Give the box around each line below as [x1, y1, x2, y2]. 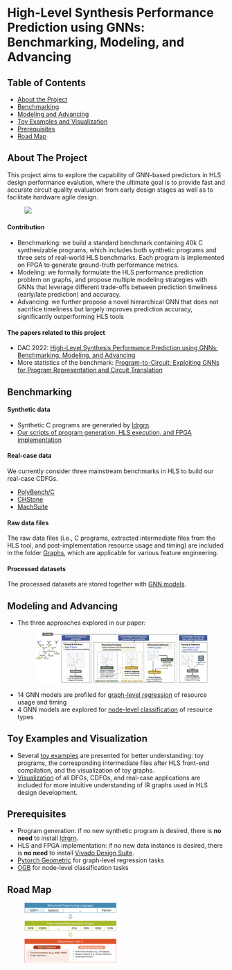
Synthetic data [7, 405, 51, 414]
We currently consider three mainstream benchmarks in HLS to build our [7, 467, 214, 475]
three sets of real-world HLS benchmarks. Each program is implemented [17, 254, 224, 262]
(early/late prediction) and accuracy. [17, 290, 121, 299]
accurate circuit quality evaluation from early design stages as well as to [7, 186, 213, 194]
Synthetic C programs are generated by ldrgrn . [17, 420, 151, 429]
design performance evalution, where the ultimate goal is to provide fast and [7, 178, 225, 186]
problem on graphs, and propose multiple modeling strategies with [17, 276, 208, 284]
